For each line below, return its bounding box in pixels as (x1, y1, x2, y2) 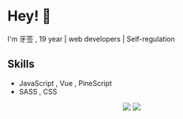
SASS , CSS (18, 87, 58, 96)
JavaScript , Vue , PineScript (18, 78, 112, 87)
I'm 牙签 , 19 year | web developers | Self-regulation (7, 34, 175, 43)
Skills (7, 58, 35, 71)
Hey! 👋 (7, 7, 52, 25)
